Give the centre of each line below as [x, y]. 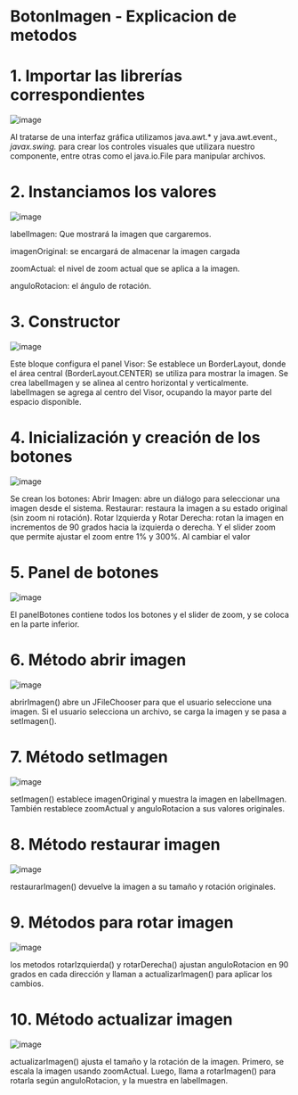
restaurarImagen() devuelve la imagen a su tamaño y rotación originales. [143, 886]
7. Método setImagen [89, 757]
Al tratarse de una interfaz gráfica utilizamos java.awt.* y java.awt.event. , [144, 137]
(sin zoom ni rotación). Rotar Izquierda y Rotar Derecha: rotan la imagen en [147, 517]
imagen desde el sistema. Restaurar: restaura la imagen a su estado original [149, 508]
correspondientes [78, 95]
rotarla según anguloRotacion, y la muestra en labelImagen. [119, 1080]
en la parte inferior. [45, 624]
